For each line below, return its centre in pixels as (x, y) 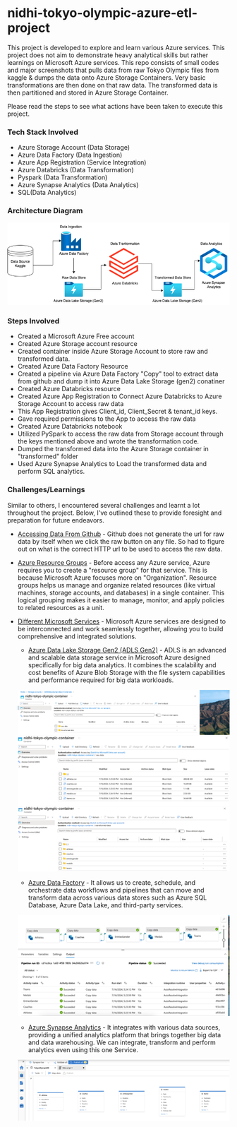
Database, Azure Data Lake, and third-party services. (105, 905)
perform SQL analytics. (51, 472)
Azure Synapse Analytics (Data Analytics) (78, 185)
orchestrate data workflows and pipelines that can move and (116, 890)
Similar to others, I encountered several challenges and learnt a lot (104, 505)
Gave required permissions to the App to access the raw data (107, 419)
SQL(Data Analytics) (47, 193)
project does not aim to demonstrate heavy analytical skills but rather (108, 55)
